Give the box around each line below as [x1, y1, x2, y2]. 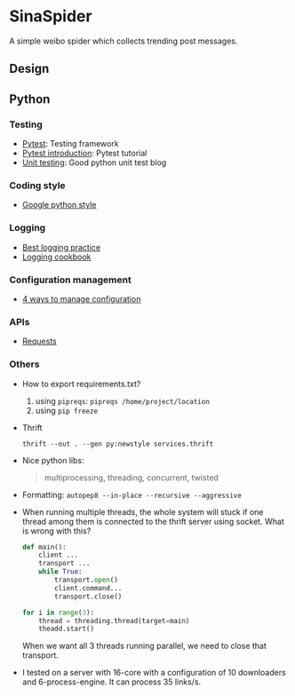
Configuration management [9, 273, 132, 286]
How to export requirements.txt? [21, 378, 141, 389]
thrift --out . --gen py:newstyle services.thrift [21, 439, 214, 448]
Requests [21, 336, 57, 347]
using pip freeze [35, 405, 99, 415]
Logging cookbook [21, 251, 92, 262]
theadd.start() [38, 624, 95, 634]
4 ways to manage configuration [21, 293, 141, 304]
